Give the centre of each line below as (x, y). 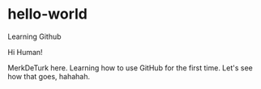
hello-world (48, 14)
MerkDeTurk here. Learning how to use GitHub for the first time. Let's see (130, 68)
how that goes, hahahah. (49, 76)
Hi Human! (25, 52)
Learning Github (34, 36)
